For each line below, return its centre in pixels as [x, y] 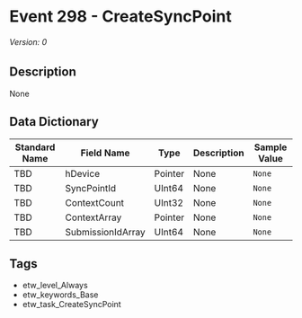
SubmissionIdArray [105, 232]
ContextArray [93, 217]
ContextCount [94, 202]
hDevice [83, 173]
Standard [35, 147]
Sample [271, 147]
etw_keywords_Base [60, 295]
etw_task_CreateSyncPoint [71, 305]
